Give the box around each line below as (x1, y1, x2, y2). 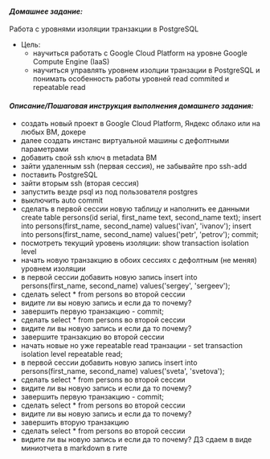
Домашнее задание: (9, 6, 84, 16)
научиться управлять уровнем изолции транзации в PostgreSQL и (32, 65, 260, 76)
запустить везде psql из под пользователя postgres (20, 187, 198, 197)
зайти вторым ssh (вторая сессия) (20, 178, 140, 188)
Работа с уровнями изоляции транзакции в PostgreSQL (9, 24, 199, 34)
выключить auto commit (20, 195, 103, 205)
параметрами (20, 145, 69, 154)
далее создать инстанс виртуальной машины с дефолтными (20, 136, 230, 145)
